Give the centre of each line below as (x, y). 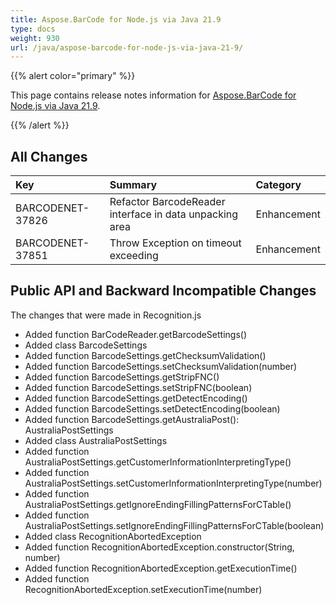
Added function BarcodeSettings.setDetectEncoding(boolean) (152, 408)
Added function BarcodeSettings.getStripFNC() (122, 377)
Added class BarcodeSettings (86, 345)
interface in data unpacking (174, 214)
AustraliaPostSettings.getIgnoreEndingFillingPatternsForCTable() (158, 504)
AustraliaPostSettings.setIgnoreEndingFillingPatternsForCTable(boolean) (174, 525)
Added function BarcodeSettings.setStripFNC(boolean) (138, 387)
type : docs (33, 29)
